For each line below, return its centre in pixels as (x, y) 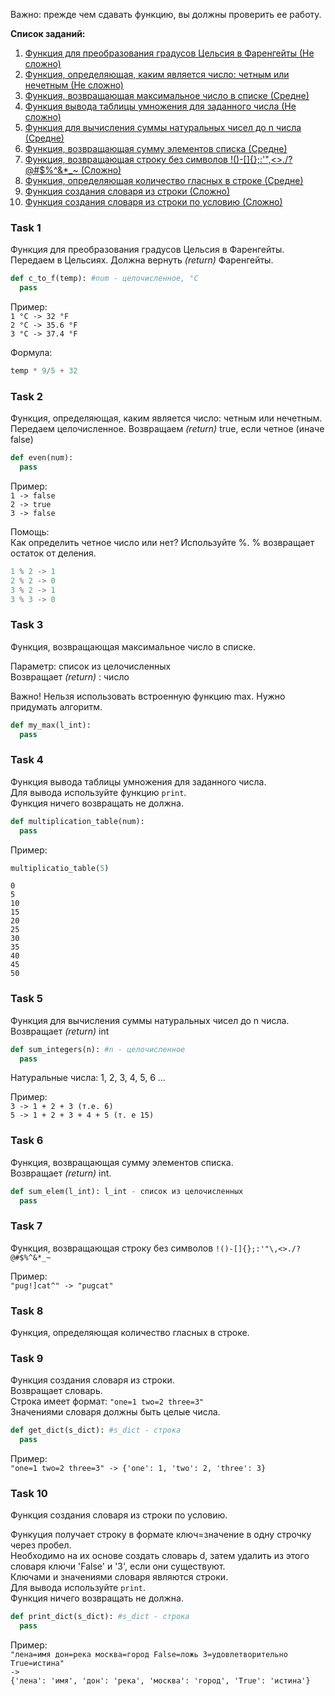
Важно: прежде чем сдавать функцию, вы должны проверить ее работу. (166, 14)
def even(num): (42, 458)
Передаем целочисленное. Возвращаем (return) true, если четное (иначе (167, 429)
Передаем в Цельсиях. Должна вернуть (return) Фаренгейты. (142, 260)
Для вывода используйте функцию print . (98, 792)
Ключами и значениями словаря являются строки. (119, 1577)
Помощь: (30, 531)
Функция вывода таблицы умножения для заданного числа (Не (160, 106)
